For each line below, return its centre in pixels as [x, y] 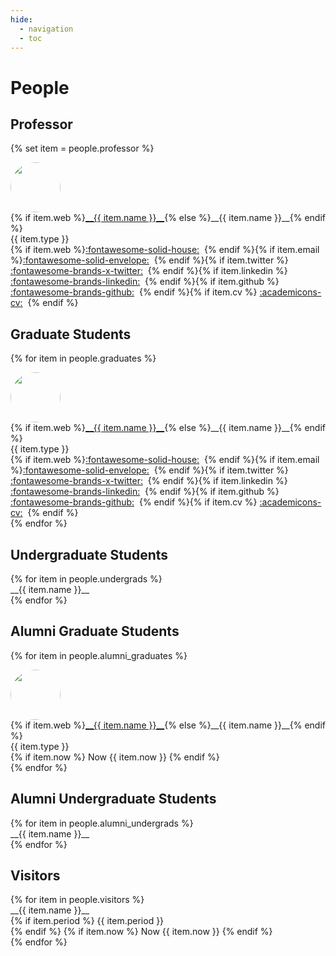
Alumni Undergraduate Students [113, 799]
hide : [21, 19]
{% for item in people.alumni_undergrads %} [102, 823]
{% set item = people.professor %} [82, 148]
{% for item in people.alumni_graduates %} [99, 655]
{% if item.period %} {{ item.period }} [87, 921]
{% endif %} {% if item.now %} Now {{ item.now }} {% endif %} [141, 932]
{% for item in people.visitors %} [77, 900]
